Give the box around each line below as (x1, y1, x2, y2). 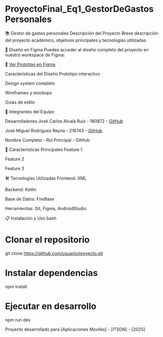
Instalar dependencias (5, 268, 98, 279)
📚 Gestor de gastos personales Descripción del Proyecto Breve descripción (5, 30, 159, 36)
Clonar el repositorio (5, 234, 90, 245)
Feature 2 (5, 156, 24, 162)
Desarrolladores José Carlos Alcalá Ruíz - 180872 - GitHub (5, 118, 123, 124)
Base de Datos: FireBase (5, 196, 55, 202)
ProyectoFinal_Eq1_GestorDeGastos (5, 3, 154, 15)
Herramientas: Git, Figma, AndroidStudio (5, 205, 86, 211)
